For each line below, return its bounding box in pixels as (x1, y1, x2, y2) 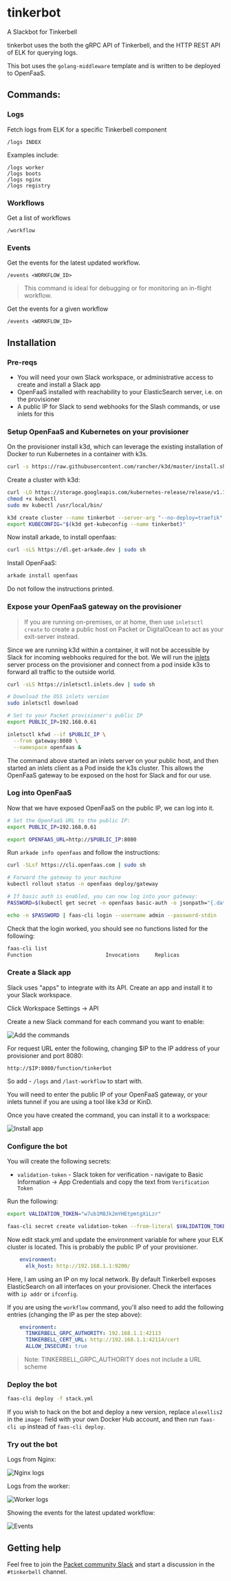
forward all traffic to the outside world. (7, 667, 116, 676)
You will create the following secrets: (7, 1157, 111, 1165)
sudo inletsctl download (7, 700, 78, 707)
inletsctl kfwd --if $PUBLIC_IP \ (7, 731, 107, 738)
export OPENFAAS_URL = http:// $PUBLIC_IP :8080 (7, 836, 137, 843)
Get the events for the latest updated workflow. (7, 258, 141, 267)
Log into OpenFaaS (7, 788, 72, 797)
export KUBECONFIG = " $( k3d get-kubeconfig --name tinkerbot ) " (7, 520, 186, 528)
